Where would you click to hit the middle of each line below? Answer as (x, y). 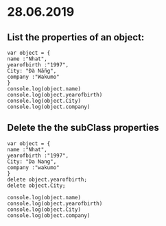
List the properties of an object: (76, 37)
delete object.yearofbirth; (47, 179)
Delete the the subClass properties (83, 128)
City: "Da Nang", (32, 162)
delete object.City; (37, 186)
